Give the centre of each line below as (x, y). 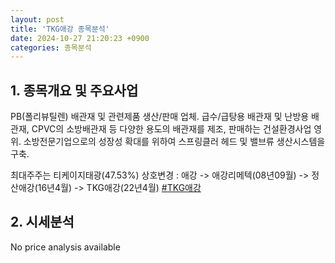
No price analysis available (65, 247)
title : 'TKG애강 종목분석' (60, 29)
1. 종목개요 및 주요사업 (74, 90)
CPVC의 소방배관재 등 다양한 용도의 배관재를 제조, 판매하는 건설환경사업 (171, 129)
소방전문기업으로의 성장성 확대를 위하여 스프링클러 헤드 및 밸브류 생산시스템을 (174, 142)
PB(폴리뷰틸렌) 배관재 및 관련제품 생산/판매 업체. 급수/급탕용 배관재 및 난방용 (160, 117)
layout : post (37, 19)
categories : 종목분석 (51, 47)
